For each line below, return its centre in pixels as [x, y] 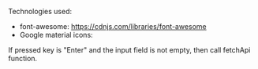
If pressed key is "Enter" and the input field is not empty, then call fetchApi [129, 50]
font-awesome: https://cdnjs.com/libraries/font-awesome [113, 26]
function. [23, 58]
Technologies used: [40, 11]
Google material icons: [56, 35]
